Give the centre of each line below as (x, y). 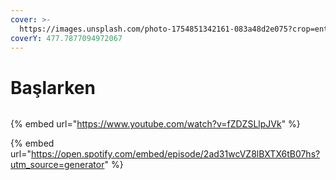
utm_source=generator (57, 165)
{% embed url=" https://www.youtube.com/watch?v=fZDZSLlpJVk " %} (155, 124)
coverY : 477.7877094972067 (66, 38)
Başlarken (53, 87)
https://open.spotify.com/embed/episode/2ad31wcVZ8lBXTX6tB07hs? (175, 154)
